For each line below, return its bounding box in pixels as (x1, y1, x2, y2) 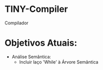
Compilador (4, 20, 29, 26)
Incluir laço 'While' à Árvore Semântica (19, 59, 99, 65)
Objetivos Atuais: (4, 37, 77, 49)
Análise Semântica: (11, 54, 51, 60)
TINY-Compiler (4, 3, 68, 15)
